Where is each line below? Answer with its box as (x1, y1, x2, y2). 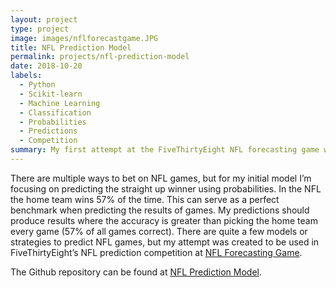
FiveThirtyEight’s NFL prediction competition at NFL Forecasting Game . (10, 246, 303, 258)
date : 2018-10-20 (10, 61, 83, 71)
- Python (19, 80, 56, 90)
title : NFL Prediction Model (10, 42, 132, 53)
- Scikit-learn (19, 89, 83, 99)
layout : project (10, 14, 78, 25)
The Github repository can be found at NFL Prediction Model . (10, 266, 263, 278)
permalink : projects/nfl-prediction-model (10, 52, 190, 62)
